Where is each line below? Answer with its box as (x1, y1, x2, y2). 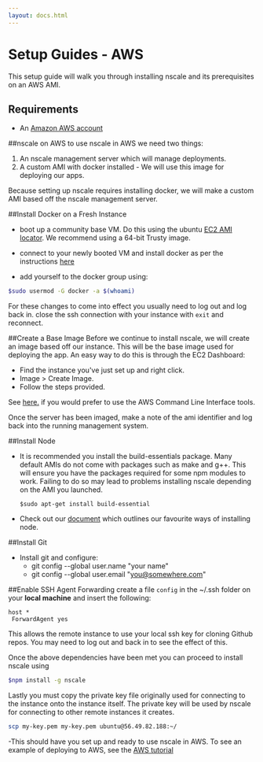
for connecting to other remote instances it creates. (8, 708, 175, 717)
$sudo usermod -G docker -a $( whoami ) (8, 287, 135, 295)
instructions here (19, 257, 75, 266)
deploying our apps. (19, 171, 85, 180)
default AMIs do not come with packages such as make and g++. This (19, 460, 247, 469)
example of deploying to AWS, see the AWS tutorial (8, 745, 174, 754)
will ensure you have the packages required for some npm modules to (19, 468, 246, 478)
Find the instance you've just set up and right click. (19, 365, 185, 375)
